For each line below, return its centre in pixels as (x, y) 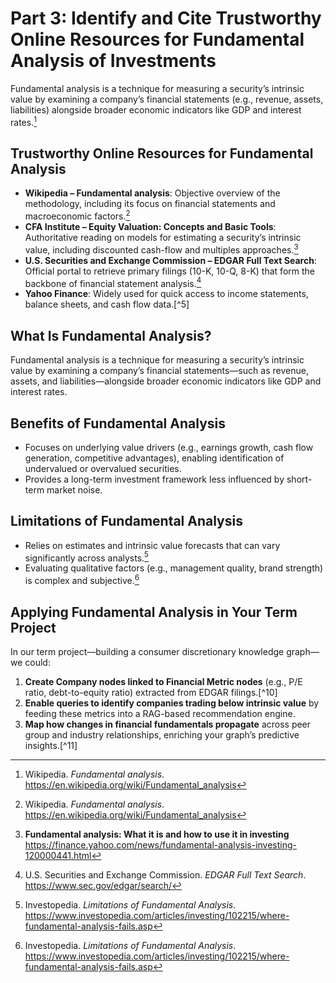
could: (37, 662)
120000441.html (58, 855)
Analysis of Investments (113, 61)
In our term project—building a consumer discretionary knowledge (147, 651)
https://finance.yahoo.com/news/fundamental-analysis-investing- (161, 844)
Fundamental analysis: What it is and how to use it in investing (157, 834)
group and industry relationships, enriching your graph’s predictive (162, 734)
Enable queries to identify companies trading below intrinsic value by (172, 703)
